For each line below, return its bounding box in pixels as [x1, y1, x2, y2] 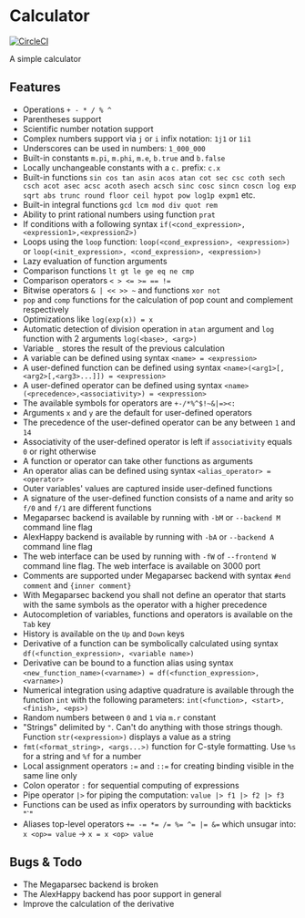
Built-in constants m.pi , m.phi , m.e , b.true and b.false [22, 152, 226, 163]
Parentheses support [22, 113, 102, 124]
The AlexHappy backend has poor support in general [22, 888, 222, 899]
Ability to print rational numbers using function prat [22, 209, 216, 220]
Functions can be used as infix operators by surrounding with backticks [22, 799, 291, 810]
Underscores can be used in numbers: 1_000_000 [22, 142, 207, 153]
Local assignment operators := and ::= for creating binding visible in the [22, 760, 294, 771]
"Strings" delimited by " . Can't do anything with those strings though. [22, 721, 283, 732]
